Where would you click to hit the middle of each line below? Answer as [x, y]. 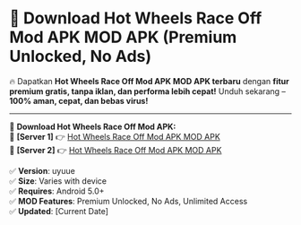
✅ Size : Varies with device [58, 181]
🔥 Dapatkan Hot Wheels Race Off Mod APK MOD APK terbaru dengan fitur [149, 81]
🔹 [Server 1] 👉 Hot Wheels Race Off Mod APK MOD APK [115, 136]
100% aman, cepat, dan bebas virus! [79, 100]
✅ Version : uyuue [43, 170]
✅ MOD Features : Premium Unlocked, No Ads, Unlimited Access [129, 201]
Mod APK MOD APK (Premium [123, 37]
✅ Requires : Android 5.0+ [57, 191]
